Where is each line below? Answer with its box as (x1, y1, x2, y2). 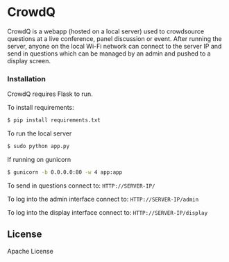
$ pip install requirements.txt (7, 117, 101, 124)
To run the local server (7, 129, 72, 138)
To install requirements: (7, 104, 74, 112)
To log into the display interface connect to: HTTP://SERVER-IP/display (7, 208, 208, 216)
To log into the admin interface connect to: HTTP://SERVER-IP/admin (7, 195, 199, 203)
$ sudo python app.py (7, 143, 70, 150)
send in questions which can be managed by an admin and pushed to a (7, 49, 211, 58)
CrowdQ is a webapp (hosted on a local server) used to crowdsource (7, 27, 205, 35)
